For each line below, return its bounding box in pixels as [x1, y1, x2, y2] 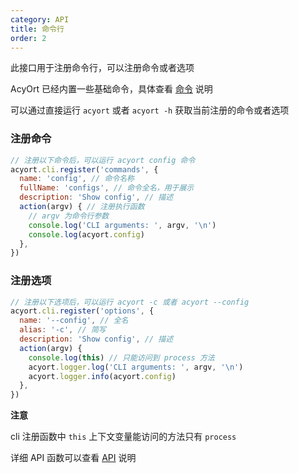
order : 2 [10, 33, 47, 43]
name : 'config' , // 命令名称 [19, 174, 135, 184]
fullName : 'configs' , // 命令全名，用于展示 [19, 183, 195, 193]
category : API [10, 14, 70, 25]
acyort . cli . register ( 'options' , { [10, 306, 155, 316]
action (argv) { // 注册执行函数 [19, 202, 145, 212]
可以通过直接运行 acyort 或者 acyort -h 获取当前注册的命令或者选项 [10, 104, 290, 116]
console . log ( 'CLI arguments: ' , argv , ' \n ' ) [28, 220, 217, 230]
